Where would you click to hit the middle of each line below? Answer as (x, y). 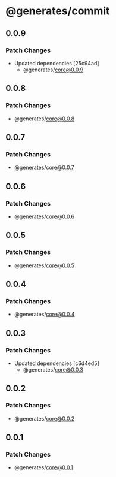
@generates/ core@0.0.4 (44, 314)
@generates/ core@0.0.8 (44, 119)
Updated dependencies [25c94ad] (57, 63)
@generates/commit (58, 11)
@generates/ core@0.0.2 (44, 418)
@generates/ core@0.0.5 (44, 265)
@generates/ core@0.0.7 (44, 167)
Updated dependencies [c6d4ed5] (57, 363)
